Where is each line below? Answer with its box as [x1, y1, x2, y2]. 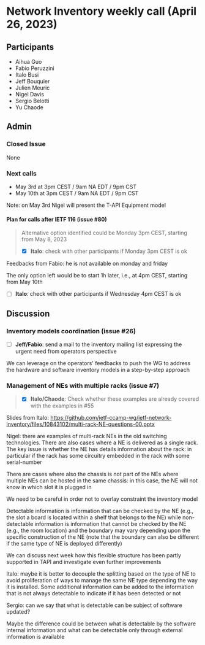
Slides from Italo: [6, 414, 49, 422]
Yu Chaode [15, 104, 44, 111]
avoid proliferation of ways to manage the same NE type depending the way [6, 577, 198, 584]
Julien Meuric [15, 84, 50, 91]
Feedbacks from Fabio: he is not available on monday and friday [6, 260, 168, 268]
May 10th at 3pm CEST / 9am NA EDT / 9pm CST [15, 189, 139, 197]
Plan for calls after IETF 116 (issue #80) [6, 215, 107, 223]
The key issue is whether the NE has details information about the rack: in [6, 446, 192, 453]
